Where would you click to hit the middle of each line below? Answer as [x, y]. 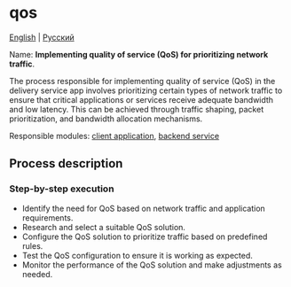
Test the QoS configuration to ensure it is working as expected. [137, 255]
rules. [32, 245]
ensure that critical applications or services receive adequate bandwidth [141, 99]
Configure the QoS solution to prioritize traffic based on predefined [145, 237]
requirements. [47, 217]
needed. [37, 274]
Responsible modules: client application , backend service [114, 136]
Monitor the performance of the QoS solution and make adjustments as [152, 265]
